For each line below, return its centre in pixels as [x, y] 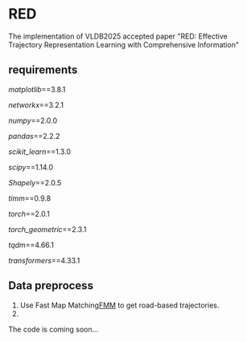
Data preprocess [51, 286]
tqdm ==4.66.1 [31, 245]
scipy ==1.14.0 [31, 167]
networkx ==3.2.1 [36, 104]
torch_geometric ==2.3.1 [47, 229]
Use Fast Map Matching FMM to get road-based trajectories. [119, 305]
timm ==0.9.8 [30, 198]
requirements [43, 70]
